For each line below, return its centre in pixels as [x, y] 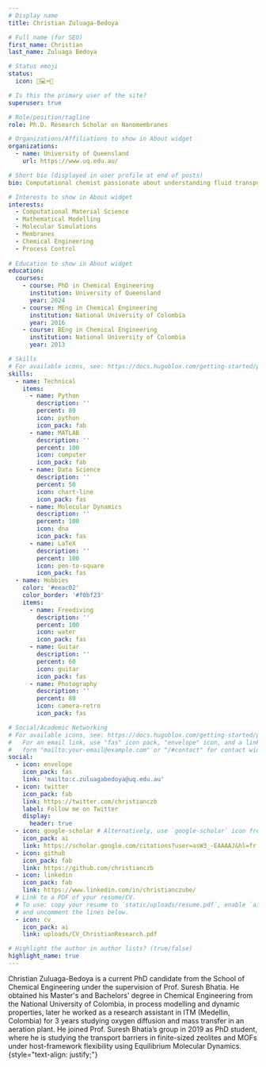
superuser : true [35, 103]
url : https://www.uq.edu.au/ [70, 161]
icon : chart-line [65, 492]
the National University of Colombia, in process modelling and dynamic [124, 1003]
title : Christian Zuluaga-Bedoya [63, 23]
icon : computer [62, 455]
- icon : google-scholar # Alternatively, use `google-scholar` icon [131, 831]
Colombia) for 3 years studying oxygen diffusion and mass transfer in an [126, 1020]
